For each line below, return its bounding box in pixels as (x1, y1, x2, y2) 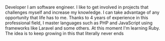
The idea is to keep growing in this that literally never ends (5, 31, 124, 36)
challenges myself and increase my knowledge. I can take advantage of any (5, 9, 160, 15)
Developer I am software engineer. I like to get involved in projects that (5, 4, 149, 10)
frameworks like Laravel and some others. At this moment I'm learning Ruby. (5, 25, 161, 31)
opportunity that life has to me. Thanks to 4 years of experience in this (5, 15, 149, 20)
